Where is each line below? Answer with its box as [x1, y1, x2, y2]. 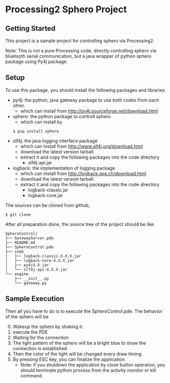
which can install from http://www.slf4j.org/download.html [20, 143, 143, 149]
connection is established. [12, 345, 69, 351]
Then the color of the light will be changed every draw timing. [12, 351, 143, 357]
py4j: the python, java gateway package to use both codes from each [12, 97, 160, 103]
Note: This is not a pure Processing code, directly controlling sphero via [5, 48, 157, 53]
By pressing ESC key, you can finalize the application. [12, 356, 126, 362]
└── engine [5, 271, 29, 277]
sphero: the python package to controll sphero [12, 113, 111, 119]
